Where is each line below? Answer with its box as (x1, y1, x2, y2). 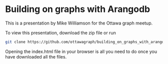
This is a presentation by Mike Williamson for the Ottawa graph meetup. (5, 20, 153, 26)
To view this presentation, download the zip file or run (5, 29, 116, 35)
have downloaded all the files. (5, 53, 67, 59)
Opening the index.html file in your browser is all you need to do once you (5, 48, 157, 54)
